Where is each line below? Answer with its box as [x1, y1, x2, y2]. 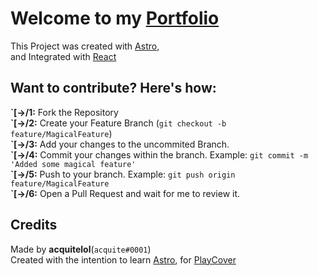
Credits [10, 217, 58, 234]
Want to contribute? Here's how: [10, 80, 217, 97]
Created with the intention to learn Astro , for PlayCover [10, 253, 237, 266]
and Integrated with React [10, 50, 117, 62]
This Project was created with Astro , [10, 40, 160, 52]
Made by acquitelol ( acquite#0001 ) [10, 243, 152, 255]
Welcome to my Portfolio [10, 7, 220, 30]
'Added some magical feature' [10, 159, 137, 169]
